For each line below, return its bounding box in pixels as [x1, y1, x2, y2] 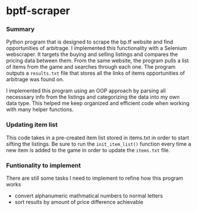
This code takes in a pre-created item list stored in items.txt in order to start [6, 134, 189, 141]
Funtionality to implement [6, 161, 81, 169]
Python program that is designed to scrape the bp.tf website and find [6, 38, 173, 45]
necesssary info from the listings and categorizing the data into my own [6, 93, 180, 101]
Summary [6, 25, 35, 34]
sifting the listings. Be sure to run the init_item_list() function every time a [6, 140, 192, 148]
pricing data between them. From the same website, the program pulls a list [6, 57, 189, 64]
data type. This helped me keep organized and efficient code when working [6, 100, 190, 107]
